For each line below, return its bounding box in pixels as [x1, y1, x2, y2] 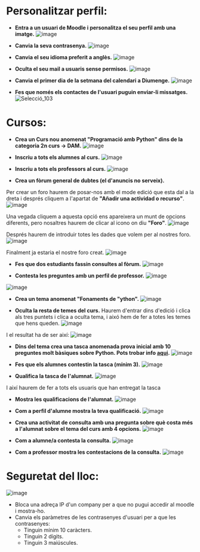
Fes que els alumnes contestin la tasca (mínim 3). [14, 361, 140, 368]
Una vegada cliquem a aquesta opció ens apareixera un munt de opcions [6, 213, 186, 220]
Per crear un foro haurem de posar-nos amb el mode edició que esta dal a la [6, 188, 194, 195]
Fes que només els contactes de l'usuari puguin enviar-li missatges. [14, 88, 188, 95]
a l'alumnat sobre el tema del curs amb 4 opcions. [14, 425, 141, 432]
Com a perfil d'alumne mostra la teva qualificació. [14, 407, 141, 414]
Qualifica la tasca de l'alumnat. [14, 372, 94, 379]
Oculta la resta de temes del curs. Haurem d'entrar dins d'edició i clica [14, 307, 191, 314]
